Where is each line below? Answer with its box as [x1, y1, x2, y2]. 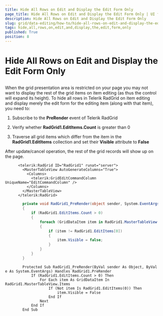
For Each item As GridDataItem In [39, 277, 110, 282]
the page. [5, 154, 24, 160]
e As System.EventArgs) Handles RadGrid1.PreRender [5, 269, 112, 274]
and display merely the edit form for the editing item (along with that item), [5, 100, 154, 106]
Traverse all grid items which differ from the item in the [12, 134, 122, 140]
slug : [5, 20, 16, 26]
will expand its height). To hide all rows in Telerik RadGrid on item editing [5, 95, 150, 101]
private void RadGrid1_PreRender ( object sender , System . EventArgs [22, 202, 160, 206]
